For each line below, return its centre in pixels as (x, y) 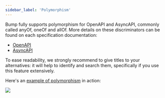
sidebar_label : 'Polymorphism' (38, 10)
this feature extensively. (30, 71)
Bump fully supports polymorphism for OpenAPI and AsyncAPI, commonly (82, 24)
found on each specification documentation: (51, 35)
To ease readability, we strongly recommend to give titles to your (73, 60)
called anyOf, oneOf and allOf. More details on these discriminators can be (83, 30)
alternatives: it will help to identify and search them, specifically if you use (82, 65)
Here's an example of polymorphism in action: (53, 80)
